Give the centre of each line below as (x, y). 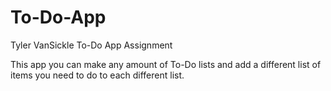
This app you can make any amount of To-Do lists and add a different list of (166, 64)
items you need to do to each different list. (97, 75)
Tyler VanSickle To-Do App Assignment (91, 45)
